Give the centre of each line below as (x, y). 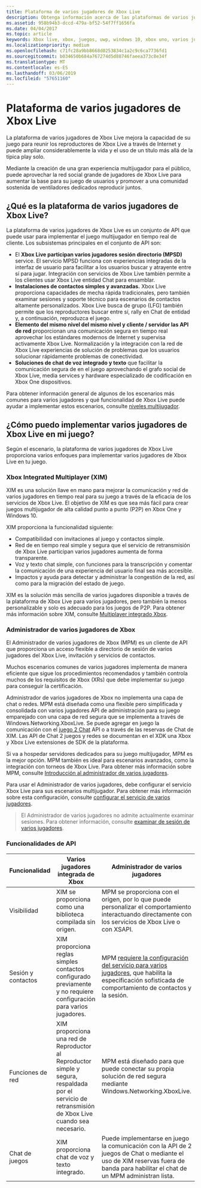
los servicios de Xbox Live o (141, 922)
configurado (73, 976)
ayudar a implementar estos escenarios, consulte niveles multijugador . (93, 406)
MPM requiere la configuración (145, 958)
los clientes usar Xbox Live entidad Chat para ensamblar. (85, 280)
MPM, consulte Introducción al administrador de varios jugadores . (88, 773)
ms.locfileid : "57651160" (38, 79)
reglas (65, 954)
